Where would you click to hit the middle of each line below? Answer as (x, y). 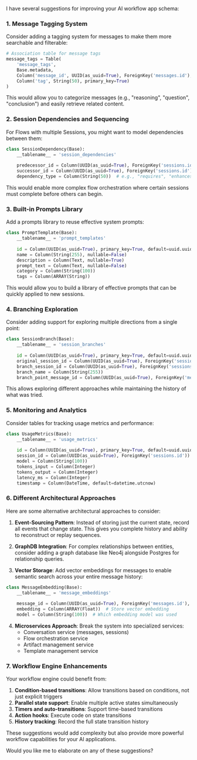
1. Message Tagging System (47, 24)
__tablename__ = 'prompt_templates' (62, 238)
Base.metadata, (35, 70)
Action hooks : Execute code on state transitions (73, 715)
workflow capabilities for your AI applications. (61, 739)
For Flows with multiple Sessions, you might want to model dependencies (95, 132)
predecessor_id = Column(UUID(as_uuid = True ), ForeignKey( (89, 165)
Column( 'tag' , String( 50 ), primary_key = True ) (73, 81)
